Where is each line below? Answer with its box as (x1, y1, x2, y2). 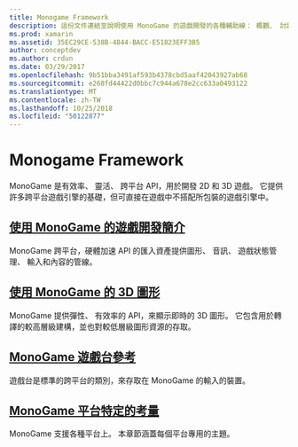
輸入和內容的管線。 (26, 256, 98, 267)
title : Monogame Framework (9, 12, 109, 22)
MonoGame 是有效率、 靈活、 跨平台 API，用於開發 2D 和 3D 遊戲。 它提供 (9, 181, 284, 192)
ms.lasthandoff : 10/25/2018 (9, 104, 114, 113)
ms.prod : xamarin (9, 29, 74, 38)
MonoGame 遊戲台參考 (9, 349, 136, 365)
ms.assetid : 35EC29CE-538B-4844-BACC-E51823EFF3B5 (9, 37, 200, 47)
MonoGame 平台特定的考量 (9, 403, 160, 418)
